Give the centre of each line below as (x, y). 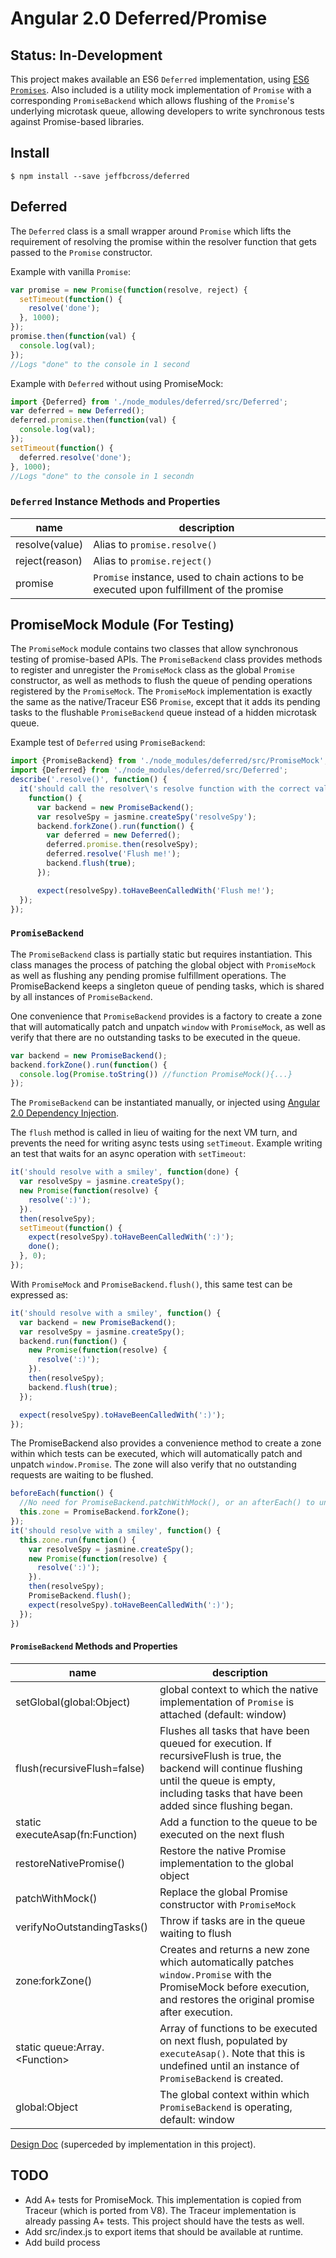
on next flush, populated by (223, 2040)
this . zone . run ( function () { (78, 1540)
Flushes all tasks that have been (234, 1730)
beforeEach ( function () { (62, 1493)
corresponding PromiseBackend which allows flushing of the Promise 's (152, 100)
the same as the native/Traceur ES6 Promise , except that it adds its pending (165, 702)
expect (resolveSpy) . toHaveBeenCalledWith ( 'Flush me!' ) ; (155, 890)
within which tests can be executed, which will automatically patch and (156, 1454)
